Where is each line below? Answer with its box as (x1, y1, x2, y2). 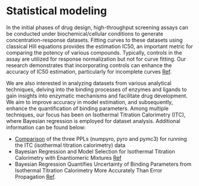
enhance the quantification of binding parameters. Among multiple (6, 105, 169, 112)
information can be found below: (6, 124, 86, 131)
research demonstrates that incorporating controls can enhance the (6, 61, 172, 69)
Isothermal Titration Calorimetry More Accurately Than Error (14, 166, 163, 174)
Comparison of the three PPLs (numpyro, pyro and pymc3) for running (14, 135, 187, 142)
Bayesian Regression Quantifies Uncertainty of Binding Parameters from (14, 160, 192, 168)
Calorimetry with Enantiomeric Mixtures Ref (14, 154, 122, 161)
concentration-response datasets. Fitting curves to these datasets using (6, 36, 183, 43)
